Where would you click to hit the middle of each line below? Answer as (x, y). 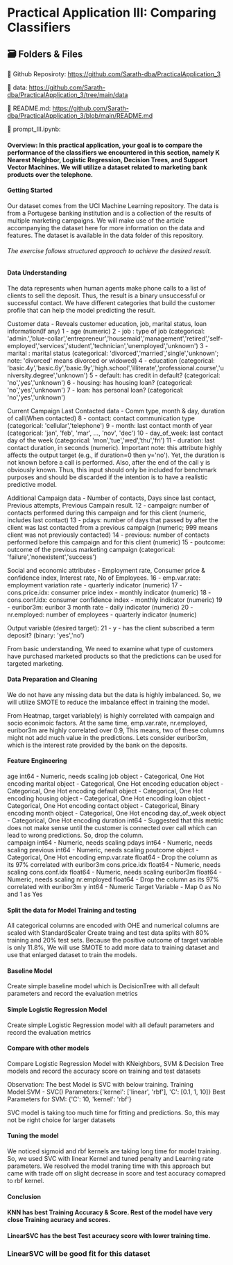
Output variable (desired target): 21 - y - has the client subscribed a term (111, 628)
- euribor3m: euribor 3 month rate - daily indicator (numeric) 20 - (100, 607)
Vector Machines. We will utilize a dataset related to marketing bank (107, 167)
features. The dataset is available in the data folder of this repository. (106, 235)
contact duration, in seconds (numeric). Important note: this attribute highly (115, 447)
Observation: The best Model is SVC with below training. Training (100, 1084)
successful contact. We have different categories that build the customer (111, 302)
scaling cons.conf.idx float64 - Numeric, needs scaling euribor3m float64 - (114, 872)
